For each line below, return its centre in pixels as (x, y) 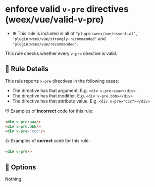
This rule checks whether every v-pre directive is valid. (61, 53)
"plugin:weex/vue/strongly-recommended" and (59, 39)
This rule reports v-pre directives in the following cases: (62, 81)
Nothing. (14, 179)
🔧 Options (21, 167)
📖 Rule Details (27, 69)
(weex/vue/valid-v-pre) (54, 20)
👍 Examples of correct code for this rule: (48, 141)
